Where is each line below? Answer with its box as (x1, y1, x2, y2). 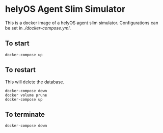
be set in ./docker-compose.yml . (5, 25, 71, 31)
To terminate (5, 110, 45, 119)
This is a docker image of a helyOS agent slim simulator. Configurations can (5, 20, 159, 26)
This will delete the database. (5, 79, 65, 85)
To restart (5, 66, 36, 74)
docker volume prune (5, 93, 48, 98)
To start (5, 39, 29, 48)
